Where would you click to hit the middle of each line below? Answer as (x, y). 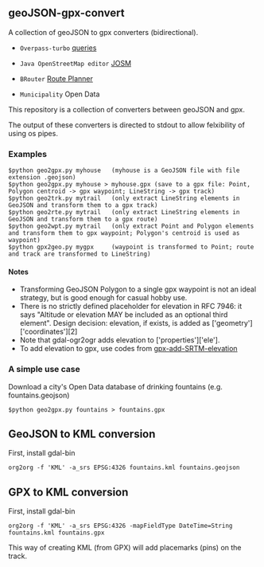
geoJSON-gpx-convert (66, 13)
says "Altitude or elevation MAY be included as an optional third (124, 315)
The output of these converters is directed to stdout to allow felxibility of (126, 125)
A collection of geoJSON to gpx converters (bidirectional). (103, 32)
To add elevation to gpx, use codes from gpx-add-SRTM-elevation (128, 349)
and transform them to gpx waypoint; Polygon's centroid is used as (124, 233)
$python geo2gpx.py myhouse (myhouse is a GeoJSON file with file (124, 170)
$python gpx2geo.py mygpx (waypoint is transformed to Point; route (131, 247)
